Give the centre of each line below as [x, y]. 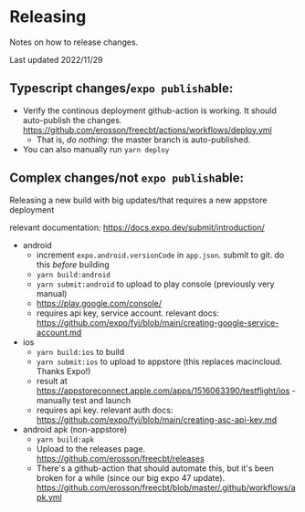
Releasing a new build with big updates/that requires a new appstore [138, 200]
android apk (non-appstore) [75, 429]
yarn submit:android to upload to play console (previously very [155, 284]
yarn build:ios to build [80, 351]
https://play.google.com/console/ [99, 303]
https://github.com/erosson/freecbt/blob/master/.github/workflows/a [166, 487]
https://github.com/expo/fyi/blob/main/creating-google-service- [158, 322]
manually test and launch [84, 400]
